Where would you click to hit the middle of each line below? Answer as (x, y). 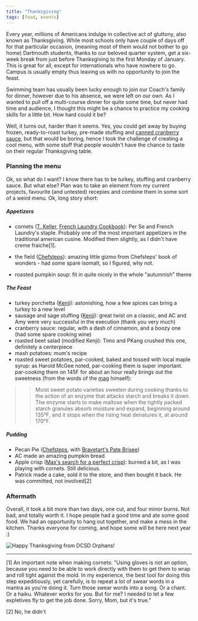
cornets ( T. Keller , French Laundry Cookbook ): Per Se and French (94, 226)
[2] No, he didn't (26, 612)
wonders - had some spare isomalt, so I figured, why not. (84, 263)
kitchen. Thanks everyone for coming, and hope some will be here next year (98, 528)
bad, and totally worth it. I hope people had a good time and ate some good (98, 515)
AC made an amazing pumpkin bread (60, 456)
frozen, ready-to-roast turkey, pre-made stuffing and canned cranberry (93, 132)
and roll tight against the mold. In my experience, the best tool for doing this (98, 575)
